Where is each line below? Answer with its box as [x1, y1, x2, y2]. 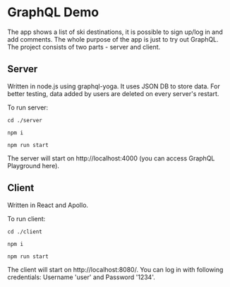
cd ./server [7, 117, 42, 124]
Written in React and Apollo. [7, 201, 89, 209]
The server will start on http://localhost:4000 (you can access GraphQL [7, 153, 215, 163]
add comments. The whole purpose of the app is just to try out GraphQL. [7, 35, 219, 43]
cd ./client [7, 228, 42, 235]
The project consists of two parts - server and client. [7, 42, 161, 51]
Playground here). [7, 161, 60, 170]
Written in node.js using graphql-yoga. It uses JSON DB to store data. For [7, 82, 220, 90]
